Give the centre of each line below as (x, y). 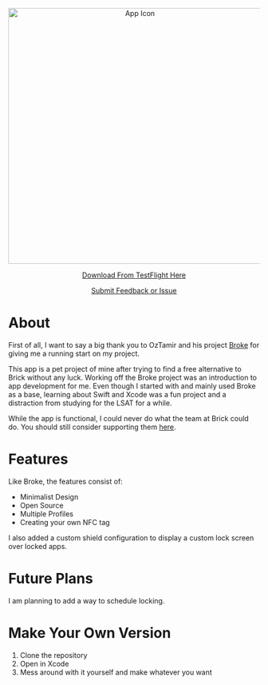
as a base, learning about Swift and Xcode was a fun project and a (117, 394)
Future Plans (51, 579)
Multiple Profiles (47, 514)
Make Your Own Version (90, 633)
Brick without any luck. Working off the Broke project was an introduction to (133, 377)
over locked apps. (38, 546)
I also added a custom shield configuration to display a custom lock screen (131, 538)
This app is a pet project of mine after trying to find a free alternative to (125, 368)
